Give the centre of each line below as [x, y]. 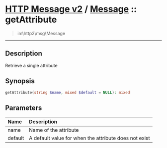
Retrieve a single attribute [32, 65]
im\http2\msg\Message [41, 33]
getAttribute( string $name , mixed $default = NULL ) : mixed [68, 93]
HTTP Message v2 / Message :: [71, 9]
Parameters [24, 108]
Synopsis [20, 81]
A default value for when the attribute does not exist [89, 138]
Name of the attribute [54, 130]
